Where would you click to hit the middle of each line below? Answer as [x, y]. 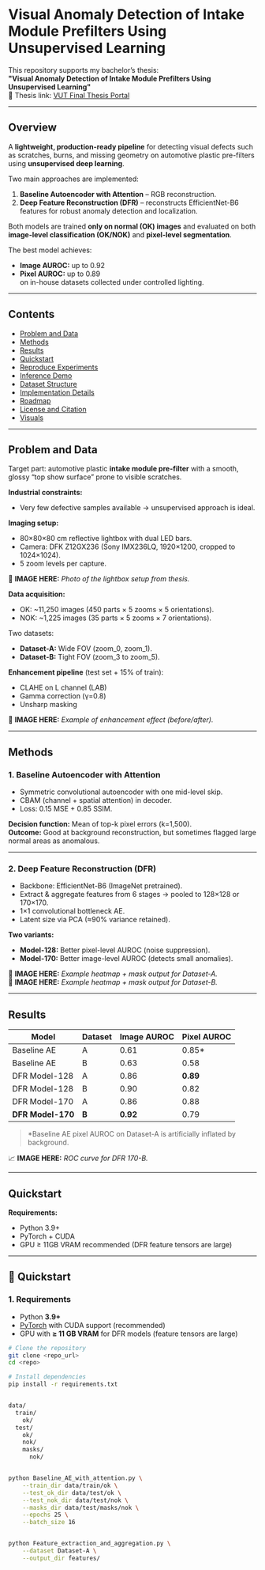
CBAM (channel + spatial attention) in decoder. [95, 800]
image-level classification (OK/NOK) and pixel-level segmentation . [120, 234]
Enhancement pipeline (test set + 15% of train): [86, 672]
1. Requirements [40, 1300]
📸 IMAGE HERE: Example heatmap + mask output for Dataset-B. [113, 982]
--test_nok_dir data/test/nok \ [75, 1500]
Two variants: [31, 935]
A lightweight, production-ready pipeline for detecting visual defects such [131, 146]
